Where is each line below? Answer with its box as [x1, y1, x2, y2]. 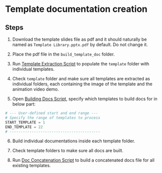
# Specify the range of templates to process [5, 115, 100, 120]
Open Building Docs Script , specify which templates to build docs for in [12, 96, 158, 102]
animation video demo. [12, 86, 59, 92]
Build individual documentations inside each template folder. [12, 138, 135, 144]
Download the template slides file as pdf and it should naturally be [12, 36, 147, 42]
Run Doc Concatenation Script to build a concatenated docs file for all [12, 157, 155, 163]
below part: [12, 101, 36, 107]
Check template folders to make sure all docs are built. [12, 148, 123, 154]
